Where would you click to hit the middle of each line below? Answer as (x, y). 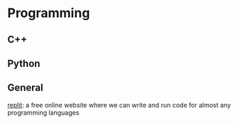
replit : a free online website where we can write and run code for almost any (119, 105)
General (26, 88)
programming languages (43, 113)
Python (24, 63)
